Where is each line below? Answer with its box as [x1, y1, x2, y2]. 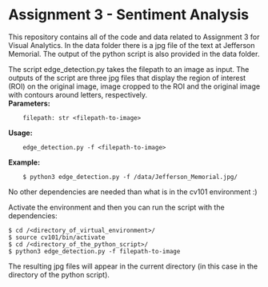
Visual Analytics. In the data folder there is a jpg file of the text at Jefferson [8, 40, 255, 50]
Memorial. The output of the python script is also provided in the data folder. [8, 49, 260, 58]
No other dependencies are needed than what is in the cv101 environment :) [8, 186, 258, 197]
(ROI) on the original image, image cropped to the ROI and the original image [8, 82, 261, 91]
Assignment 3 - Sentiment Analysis [8, 6, 250, 24]
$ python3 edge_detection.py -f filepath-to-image [8, 247, 181, 255]
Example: [8, 157, 41, 167]
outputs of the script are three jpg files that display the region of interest [8, 73, 246, 82]
